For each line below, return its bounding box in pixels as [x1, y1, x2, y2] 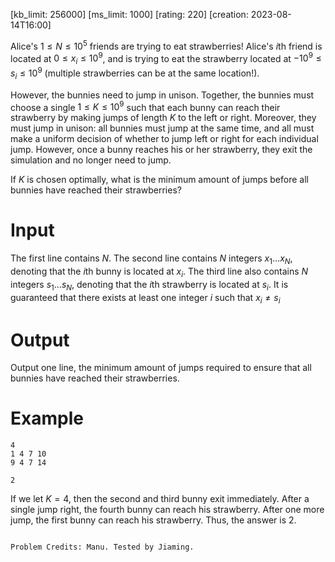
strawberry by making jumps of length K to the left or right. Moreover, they [10, 112, 317, 124]
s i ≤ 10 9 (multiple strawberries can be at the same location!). [10, 65, 260, 81]
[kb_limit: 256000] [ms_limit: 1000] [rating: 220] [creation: [10, 9, 249, 20]
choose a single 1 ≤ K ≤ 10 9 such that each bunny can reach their [10, 99, 281, 113]
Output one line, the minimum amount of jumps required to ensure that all [10, 362, 312, 374]
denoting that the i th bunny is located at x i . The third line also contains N [10, 265, 309, 279]
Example [10, 407, 84, 430]
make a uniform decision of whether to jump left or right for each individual [10, 133, 319, 145]
